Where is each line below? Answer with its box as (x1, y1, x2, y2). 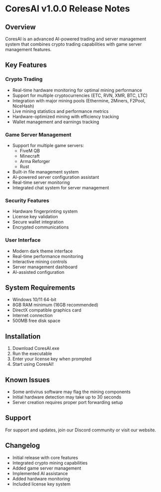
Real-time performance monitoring (12, 253, 83, 259)
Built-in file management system (12, 168, 79, 174)
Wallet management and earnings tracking (12, 119, 99, 125)
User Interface (5, 237, 41, 244)
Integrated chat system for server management (12, 184, 109, 190)
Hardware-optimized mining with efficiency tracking (12, 113, 119, 119)
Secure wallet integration (12, 219, 64, 225)
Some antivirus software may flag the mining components (12, 389, 131, 395)
